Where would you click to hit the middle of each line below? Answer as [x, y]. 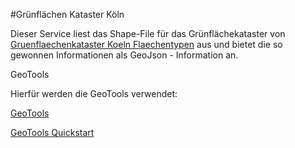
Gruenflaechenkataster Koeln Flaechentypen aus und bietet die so [146, 44]
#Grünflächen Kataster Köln [67, 14]
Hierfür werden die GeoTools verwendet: [94, 93]
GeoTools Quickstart [52, 132]
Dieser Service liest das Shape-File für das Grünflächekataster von [148, 33]
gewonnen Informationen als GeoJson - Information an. [124, 55]
